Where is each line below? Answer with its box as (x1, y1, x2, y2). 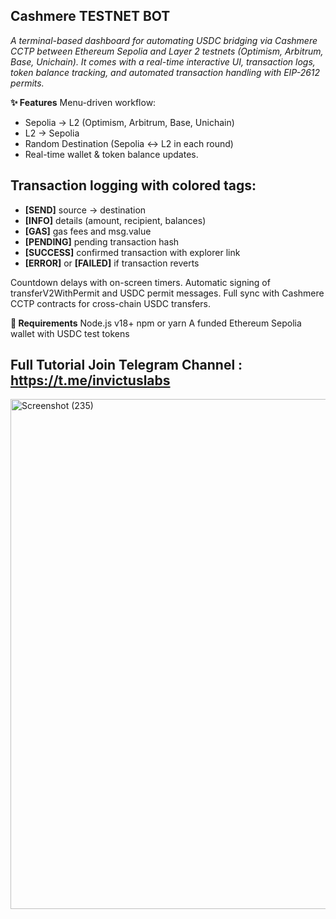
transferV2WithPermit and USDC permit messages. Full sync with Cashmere (10, 287, 325, 299)
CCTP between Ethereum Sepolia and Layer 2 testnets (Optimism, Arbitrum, (10, 45, 324, 57)
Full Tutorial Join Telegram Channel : (10, 357, 243, 374)
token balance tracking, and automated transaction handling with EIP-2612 (10, 66, 321, 78)
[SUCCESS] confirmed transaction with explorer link (24, 246, 241, 258)
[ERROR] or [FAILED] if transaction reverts (24, 257, 200, 269)
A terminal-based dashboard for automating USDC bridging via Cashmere (10, 34, 318, 46)
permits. (10, 77, 45, 89)
